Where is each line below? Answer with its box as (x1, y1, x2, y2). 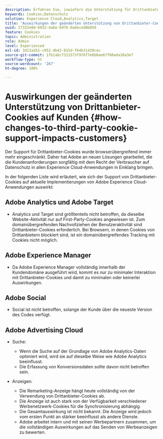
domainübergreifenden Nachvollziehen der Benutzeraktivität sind (12, 221, 142, 227)
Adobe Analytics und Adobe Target (5, 198, 114, 207)
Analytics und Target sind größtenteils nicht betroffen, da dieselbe (12, 211, 145, 217)
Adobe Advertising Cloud (5, 326, 83, 334)
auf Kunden (40, 112, 89, 123)
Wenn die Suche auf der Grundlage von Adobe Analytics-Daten (19, 348, 147, 354)
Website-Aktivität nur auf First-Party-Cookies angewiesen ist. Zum (12, 216, 146, 222)
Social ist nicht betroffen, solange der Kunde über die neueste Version (12, 306, 153, 312)
